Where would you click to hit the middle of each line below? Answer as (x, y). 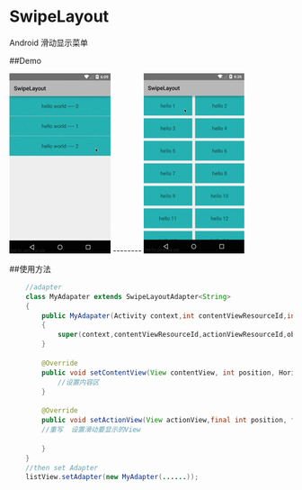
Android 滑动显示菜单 (49, 42)
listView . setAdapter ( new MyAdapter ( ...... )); (112, 477)
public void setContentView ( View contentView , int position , (159, 372)
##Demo (26, 60)
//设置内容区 (78, 382)
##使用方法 (30, 268)
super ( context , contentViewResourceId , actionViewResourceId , (172, 335)
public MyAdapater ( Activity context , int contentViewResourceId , (164, 316)
